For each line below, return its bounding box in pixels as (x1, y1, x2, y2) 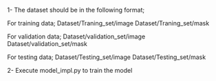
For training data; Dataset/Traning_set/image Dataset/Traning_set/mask (7, 19, 210, 27)
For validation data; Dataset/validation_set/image (7, 32, 146, 40)
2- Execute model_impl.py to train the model (7, 67, 133, 74)
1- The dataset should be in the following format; (7, 6, 145, 14)
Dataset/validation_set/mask (7, 40, 87, 47)
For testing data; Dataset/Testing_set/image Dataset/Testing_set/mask (7, 53, 206, 61)
